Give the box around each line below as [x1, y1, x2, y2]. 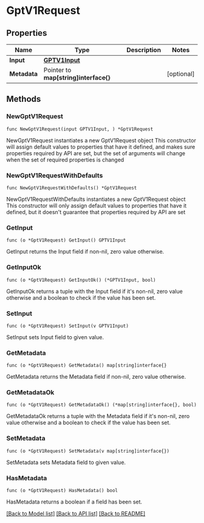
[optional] [166, 70, 195, 78]
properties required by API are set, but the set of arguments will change [6, 149, 186, 157]
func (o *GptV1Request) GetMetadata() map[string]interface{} [6, 362, 167, 369]
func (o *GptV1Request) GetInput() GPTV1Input [6, 237, 126, 243]
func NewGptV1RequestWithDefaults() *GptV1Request [6, 184, 137, 191]
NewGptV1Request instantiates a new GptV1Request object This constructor [6, 137, 196, 144]
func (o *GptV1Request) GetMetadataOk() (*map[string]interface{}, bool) [6, 402, 197, 408]
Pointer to [43, 66, 72, 74]
